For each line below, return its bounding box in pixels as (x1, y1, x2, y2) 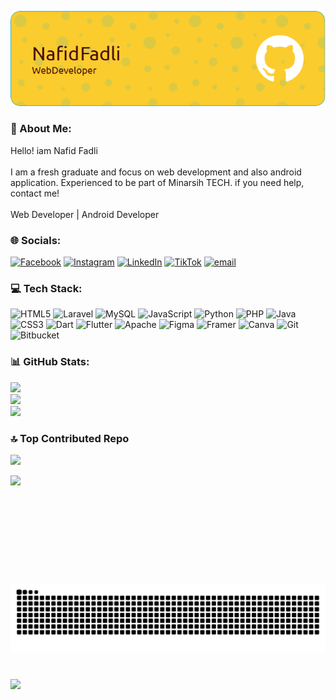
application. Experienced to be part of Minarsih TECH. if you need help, (10, 176, 305, 188)
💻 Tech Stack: (10, 282, 83, 295)
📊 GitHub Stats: (10, 355, 90, 369)
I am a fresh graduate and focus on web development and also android (10, 166, 302, 178)
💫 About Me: (10, 122, 72, 136)
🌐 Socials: (10, 233, 62, 247)
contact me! (10, 187, 60, 199)
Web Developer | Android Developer (10, 208, 160, 220)
